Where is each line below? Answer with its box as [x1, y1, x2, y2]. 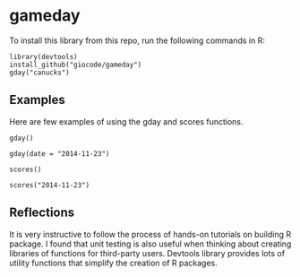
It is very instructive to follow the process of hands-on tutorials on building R [9, 229, 292, 239]
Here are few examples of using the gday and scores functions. [9, 116, 244, 126]
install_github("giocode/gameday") [9, 60, 142, 69]
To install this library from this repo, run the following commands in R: [9, 35, 266, 46]
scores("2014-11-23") [9, 180, 90, 189]
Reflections [9, 205, 75, 221]
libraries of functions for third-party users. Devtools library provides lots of [9, 247, 285, 258]
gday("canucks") [9, 68, 70, 77]
